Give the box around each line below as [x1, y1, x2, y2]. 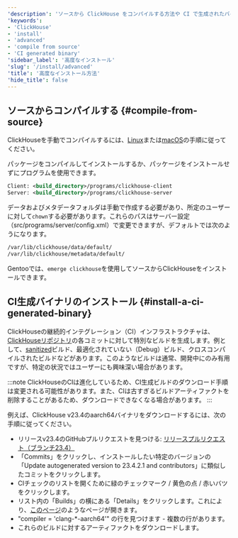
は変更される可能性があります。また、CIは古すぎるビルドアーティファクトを [7, 386, 229, 395]
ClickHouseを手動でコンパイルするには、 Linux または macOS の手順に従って [7, 136, 227, 144]
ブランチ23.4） [30, 443, 75, 451]
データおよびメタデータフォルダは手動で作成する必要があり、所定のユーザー [7, 203, 231, 212]
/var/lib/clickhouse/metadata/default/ [7, 250, 125, 258]
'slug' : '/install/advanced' [7, 63, 93, 70]
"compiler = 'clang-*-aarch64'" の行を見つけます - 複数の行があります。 [17, 514, 229, 522]
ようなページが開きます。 [67, 505, 142, 514]
